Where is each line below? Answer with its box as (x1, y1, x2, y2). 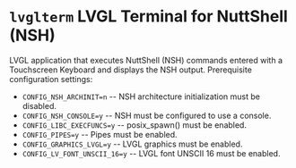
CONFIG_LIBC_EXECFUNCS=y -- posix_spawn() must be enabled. (22, 119, 247, 130)
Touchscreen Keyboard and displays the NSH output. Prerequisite (9, 64, 253, 75)
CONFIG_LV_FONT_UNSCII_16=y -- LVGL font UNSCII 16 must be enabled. (22, 147, 281, 158)
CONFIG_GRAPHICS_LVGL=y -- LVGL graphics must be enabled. (22, 139, 243, 149)
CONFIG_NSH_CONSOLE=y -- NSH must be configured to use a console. (22, 110, 272, 121)
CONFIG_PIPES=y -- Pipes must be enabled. (22, 129, 178, 139)
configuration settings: (9, 73, 93, 84)
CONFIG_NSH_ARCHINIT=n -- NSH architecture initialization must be (22, 91, 260, 102)
